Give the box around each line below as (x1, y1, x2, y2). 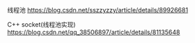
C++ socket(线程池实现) (7, 20, 76, 29)
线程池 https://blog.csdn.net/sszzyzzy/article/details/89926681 (7, 6, 189, 14)
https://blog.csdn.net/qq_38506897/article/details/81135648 (7, 28, 180, 36)
